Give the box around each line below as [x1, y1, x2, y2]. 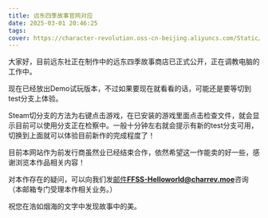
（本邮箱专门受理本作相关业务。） [8, 184, 117, 194]
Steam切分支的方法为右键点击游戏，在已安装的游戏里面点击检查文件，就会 [8, 111, 253, 121]
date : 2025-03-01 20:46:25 [8, 19, 98, 27]
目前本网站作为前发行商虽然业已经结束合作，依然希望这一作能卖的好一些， [8, 148, 253, 157]
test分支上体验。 [8, 93, 63, 104]
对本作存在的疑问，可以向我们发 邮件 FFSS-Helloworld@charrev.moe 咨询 [8, 175, 249, 184]
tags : [8, 26, 26, 34]
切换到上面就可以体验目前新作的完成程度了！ [8, 131, 156, 141]
